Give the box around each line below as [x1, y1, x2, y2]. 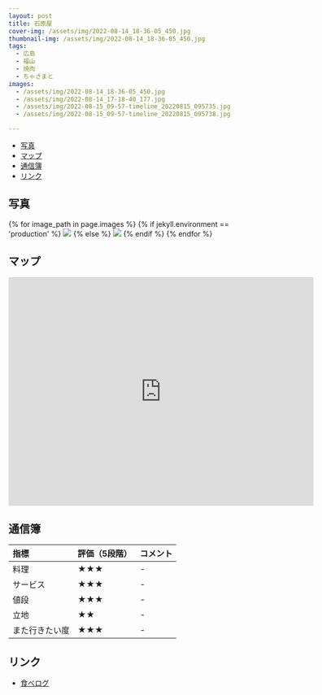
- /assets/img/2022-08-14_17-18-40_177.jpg [15, 95, 165, 103]
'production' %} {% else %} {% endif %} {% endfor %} [8, 228, 213, 238]
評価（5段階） [77, 548, 133, 559]
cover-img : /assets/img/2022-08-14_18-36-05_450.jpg [8, 27, 191, 35]
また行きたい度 [12, 625, 71, 636]
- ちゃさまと [15, 72, 54, 80]
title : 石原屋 [8, 20, 53, 28]
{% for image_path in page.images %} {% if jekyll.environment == [8, 219, 229, 228]
